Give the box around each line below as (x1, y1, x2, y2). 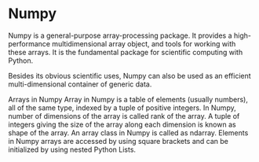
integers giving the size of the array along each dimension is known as (8, 120, 237, 129)
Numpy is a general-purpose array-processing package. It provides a (8, 31, 233, 40)
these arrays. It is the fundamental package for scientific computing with (8, 47, 243, 57)
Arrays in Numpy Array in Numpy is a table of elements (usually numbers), (8, 94, 249, 104)
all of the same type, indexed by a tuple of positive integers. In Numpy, (8, 103, 237, 112)
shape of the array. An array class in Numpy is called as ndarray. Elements (8, 127, 249, 138)
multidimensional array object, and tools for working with (52, 39, 236, 48)
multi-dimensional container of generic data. (8, 79, 152, 89)
